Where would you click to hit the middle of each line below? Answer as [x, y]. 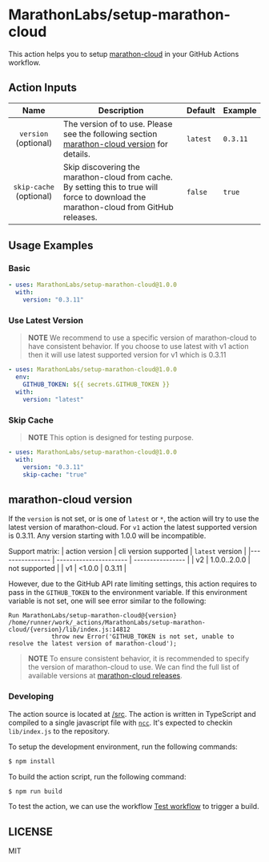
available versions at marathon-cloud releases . [105, 676]
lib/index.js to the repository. [59, 730]
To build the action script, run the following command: [97, 776]
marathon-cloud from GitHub [118, 207]
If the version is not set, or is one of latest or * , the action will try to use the [134, 519]
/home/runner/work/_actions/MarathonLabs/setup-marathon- [107, 623]
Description [121, 110]
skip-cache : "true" [55, 475]
